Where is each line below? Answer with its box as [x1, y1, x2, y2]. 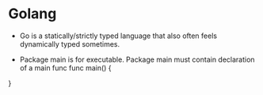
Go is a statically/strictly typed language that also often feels [19, 31, 218, 40]
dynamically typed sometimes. [19, 39, 120, 48]
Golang [8, 5, 57, 23]
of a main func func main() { [19, 63, 112, 72]
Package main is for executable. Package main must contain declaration [19, 55, 255, 64]
